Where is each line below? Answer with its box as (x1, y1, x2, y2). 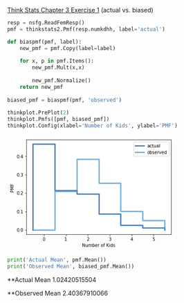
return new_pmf (19, 83, 64, 90)
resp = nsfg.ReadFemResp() (7, 19, 85, 26)
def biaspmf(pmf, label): (7, 38, 82, 45)
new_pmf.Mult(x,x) (32, 64, 85, 72)
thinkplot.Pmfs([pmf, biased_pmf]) (7, 116, 110, 123)
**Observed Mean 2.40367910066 (7, 288, 109, 297)
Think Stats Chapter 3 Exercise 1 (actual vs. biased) (7, 6, 154, 14)
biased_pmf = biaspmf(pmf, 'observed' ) (7, 97, 122, 104)
